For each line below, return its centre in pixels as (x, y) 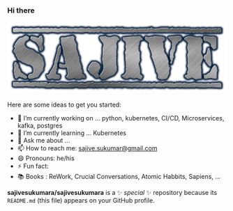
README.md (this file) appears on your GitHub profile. (81, 201)
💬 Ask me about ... (44, 141)
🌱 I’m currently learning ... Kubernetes (72, 133)
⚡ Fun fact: (33, 166)
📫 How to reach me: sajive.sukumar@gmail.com (87, 148)
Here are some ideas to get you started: (65, 105)
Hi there (21, 10)
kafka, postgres (40, 126)
